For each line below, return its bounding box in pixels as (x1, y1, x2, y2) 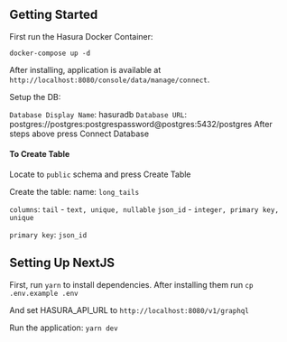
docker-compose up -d (9, 49, 91, 58)
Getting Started (9, 7, 98, 23)
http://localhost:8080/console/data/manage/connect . (9, 74, 210, 85)
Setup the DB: (9, 91, 61, 102)
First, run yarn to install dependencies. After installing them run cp (9, 279, 254, 290)
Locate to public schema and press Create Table (9, 169, 191, 180)
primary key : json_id (9, 229, 88, 240)
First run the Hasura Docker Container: (9, 31, 153, 42)
